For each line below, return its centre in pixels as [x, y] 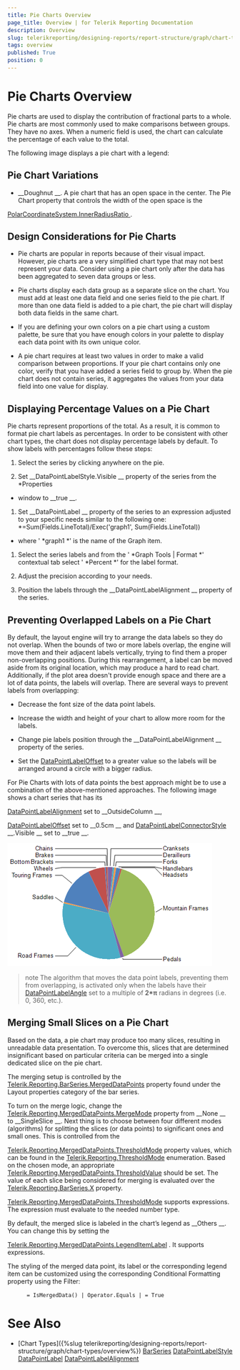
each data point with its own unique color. [79, 342]
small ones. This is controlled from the [64, 1136]
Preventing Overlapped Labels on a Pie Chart [109, 620]
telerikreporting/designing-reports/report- [145, 1343]
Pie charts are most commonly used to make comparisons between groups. [119, 124]
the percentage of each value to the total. [69, 139]
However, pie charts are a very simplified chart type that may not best [120, 262]
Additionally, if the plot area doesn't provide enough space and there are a [117, 675]
